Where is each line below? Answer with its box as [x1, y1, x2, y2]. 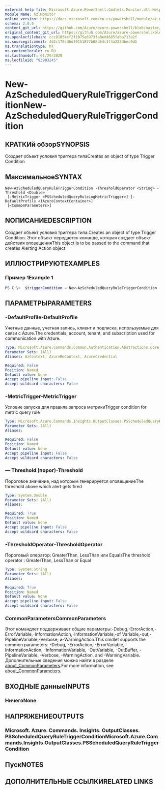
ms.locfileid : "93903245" [5, 58, 58, 63]
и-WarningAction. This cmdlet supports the [59, 636, 146, 643]
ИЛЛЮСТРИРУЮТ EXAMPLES [5, 260, 100, 268]
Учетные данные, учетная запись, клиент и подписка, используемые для [5, 325, 159, 331]
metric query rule [5, 409, 40, 415]
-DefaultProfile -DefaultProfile [5, 314, 78, 321]
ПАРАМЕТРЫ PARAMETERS [5, 299, 92, 307]
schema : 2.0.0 [5, 21, 34, 26]
